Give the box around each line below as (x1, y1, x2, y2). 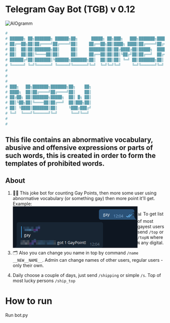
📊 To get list (137, 211, 164, 217)
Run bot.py (5, 312, 28, 318)
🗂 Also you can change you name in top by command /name (12, 250, 139, 256)
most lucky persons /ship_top (12, 277, 76, 284)
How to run (5, 295, 53, 307)
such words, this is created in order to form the (5, 151, 156, 160)
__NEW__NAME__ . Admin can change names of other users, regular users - (12, 257, 163, 263)
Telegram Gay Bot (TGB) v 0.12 (5, 4, 136, 15)
